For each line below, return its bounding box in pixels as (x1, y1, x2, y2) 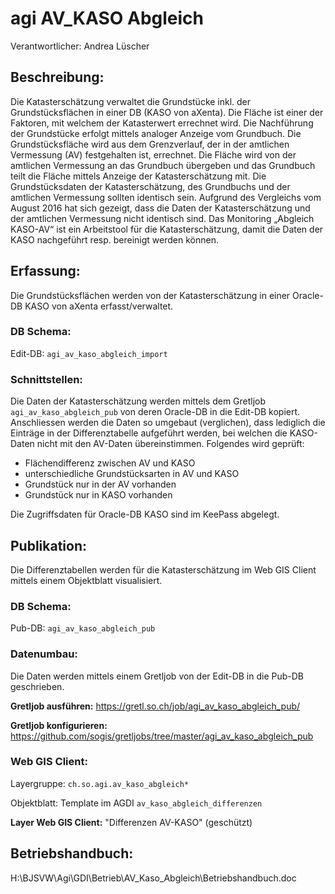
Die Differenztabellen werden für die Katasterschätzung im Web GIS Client (10, 563, 317, 576)
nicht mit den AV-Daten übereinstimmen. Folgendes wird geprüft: (36, 438, 305, 450)
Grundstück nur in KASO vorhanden (24, 489, 173, 501)
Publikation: (10, 537, 88, 554)
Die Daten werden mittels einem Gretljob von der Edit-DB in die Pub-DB (10, 670, 304, 682)
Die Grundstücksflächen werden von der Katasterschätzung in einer (10, 289, 291, 301)
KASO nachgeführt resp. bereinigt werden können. (10, 233, 219, 246)
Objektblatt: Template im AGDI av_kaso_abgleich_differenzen (10, 797, 263, 809)
